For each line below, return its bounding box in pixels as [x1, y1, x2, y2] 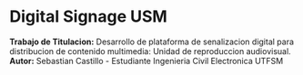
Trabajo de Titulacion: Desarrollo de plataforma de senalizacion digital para [9, 36, 294, 47]
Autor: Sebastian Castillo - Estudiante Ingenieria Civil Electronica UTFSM [9, 55, 284, 66]
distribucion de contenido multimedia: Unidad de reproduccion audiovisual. [9, 45, 291, 56]
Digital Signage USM [9, 6, 168, 27]
